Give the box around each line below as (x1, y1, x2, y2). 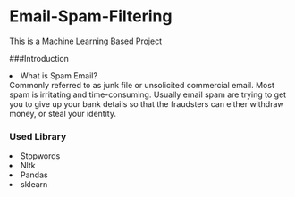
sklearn (21, 179, 48, 190)
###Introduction (9, 53, 70, 63)
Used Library (9, 130, 67, 143)
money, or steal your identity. (9, 108, 116, 119)
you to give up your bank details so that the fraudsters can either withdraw (9, 98, 284, 109)
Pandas (21, 169, 48, 180)
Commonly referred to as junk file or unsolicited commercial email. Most (9, 79, 274, 90)
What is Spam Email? (21, 70, 98, 81)
